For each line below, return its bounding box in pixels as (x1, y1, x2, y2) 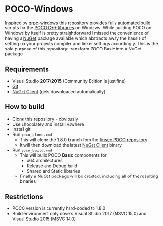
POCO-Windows (5, 3, 73, 15)
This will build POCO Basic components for (19, 152, 107, 158)
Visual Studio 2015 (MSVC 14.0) (12, 216, 76, 222)
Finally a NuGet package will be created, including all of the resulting (19, 173, 158, 179)
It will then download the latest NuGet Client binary (19, 142, 122, 148)
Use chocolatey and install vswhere (12, 121, 84, 127)
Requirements (5, 65, 49, 74)
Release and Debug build (26, 163, 77, 169)
